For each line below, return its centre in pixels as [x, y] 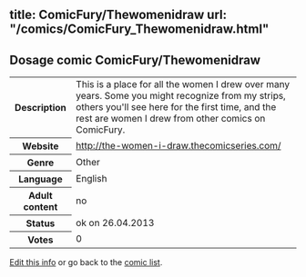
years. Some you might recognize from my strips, [181, 96]
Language [40, 179]
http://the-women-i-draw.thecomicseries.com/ [178, 145]
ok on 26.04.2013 [115, 223]
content [41, 206]
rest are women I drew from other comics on [171, 119]
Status [41, 223]
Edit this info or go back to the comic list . [86, 262]
